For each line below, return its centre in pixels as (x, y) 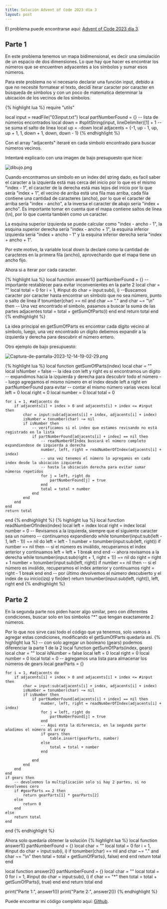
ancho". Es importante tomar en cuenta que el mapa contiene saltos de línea (83, 209)
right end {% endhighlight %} (35, 584)
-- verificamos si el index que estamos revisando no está (94, 428)
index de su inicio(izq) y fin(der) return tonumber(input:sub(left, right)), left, (82, 579)
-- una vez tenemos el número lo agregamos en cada (95, 458)
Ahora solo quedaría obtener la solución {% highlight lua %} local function (81, 841)
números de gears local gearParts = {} (45, 664)
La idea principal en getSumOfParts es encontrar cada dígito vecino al (77, 326)
